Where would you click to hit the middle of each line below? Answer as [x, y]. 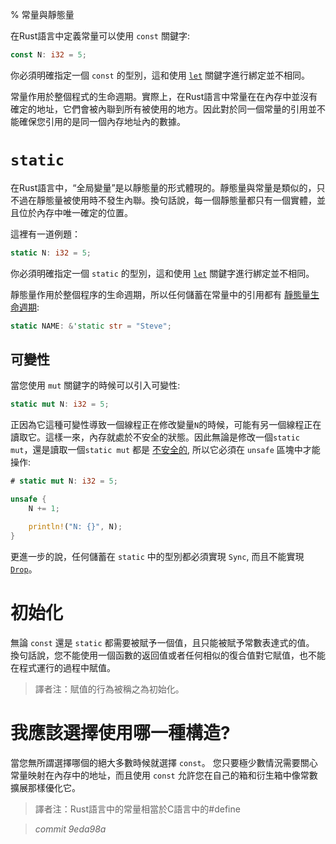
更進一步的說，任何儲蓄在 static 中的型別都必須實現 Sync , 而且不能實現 [157, 556]
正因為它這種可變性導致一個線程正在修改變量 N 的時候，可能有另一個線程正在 [166, 425]
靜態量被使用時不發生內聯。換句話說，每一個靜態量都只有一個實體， [176, 200]
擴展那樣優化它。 [45, 787]
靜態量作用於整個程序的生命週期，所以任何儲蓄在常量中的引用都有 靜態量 [160, 294]
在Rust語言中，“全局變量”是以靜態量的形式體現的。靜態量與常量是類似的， [163, 187]
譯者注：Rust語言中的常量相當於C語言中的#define [137, 809]
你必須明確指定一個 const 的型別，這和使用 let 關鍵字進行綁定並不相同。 [160, 75]
